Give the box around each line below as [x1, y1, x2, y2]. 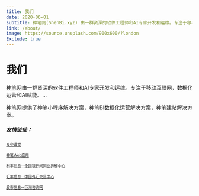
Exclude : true [6, 36, 41, 42]
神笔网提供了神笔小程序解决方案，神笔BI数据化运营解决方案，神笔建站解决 [6, 104, 188, 111]
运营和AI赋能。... [6, 91, 47, 98]
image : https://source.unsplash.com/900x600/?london [6, 31, 139, 37]
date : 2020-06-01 [6, 14, 49, 20]
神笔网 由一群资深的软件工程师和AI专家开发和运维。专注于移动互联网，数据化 [6, 84, 193, 91]
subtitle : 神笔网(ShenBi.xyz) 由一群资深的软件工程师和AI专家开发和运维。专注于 [6, 19, 188, 25]
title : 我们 [6, 8, 34, 15]
